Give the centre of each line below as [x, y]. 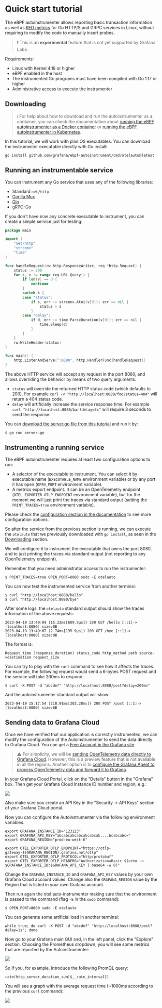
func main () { [19, 356]
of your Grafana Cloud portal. [34, 807]
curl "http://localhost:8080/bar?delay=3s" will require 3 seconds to [81, 409]
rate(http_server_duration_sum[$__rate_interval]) [57, 977]
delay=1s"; [16, 930]
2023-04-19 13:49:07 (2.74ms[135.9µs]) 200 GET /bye [59, 631]
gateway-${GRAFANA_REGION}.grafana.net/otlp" [52, 852]
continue [40, 284]
